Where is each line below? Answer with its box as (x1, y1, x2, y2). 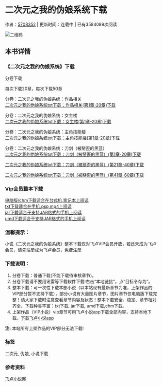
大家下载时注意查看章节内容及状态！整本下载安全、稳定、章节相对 (25, 296, 157, 302)
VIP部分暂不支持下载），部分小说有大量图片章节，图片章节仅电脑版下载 (12, 291, 153, 296)
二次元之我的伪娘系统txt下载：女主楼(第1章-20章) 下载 (5, 118, 112, 124)
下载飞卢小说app (20, 315, 54, 321)
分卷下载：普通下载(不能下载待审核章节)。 (12, 272, 97, 278)
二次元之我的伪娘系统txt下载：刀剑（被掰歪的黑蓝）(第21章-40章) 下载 (5, 162, 144, 167)
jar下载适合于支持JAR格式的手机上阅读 (5, 209, 82, 215)
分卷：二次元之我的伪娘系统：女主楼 (5, 112, 78, 118)
